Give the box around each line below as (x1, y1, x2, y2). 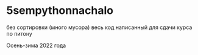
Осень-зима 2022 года (6, 42, 66, 49)
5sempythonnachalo (6, 4, 114, 18)
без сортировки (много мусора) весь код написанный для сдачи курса (6, 24, 193, 31)
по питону (6, 30, 32, 37)
